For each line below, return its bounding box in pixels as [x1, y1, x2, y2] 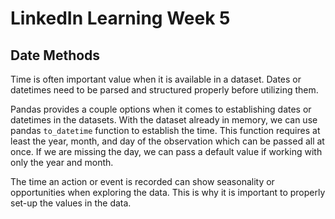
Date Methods [10, 47, 101, 64]
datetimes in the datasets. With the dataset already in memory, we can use [10, 114, 318, 126]
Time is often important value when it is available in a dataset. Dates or [10, 73, 302, 85]
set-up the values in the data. [10, 197, 132, 209]
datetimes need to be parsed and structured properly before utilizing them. [10, 84, 319, 96]
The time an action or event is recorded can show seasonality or [10, 176, 275, 187]
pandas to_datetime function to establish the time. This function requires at [10, 125, 321, 136]
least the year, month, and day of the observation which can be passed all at [10, 135, 325, 147]
